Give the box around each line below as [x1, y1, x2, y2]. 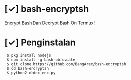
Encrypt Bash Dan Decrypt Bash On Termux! [4, 20, 95, 26]
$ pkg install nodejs [6, 53, 51, 58]
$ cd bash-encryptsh [6, 66, 49, 71]
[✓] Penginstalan [4, 37, 76, 48]
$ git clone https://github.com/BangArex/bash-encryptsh [6, 61, 126, 67]
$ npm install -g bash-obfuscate [6, 57, 76, 62]
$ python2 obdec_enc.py [6, 70, 56, 75]
